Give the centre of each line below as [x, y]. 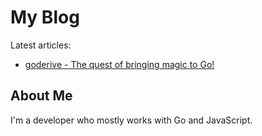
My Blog [45, 17]
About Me [41, 96]
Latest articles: [41, 45]
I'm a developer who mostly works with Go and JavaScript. [131, 120]
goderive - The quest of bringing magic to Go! [119, 64]
